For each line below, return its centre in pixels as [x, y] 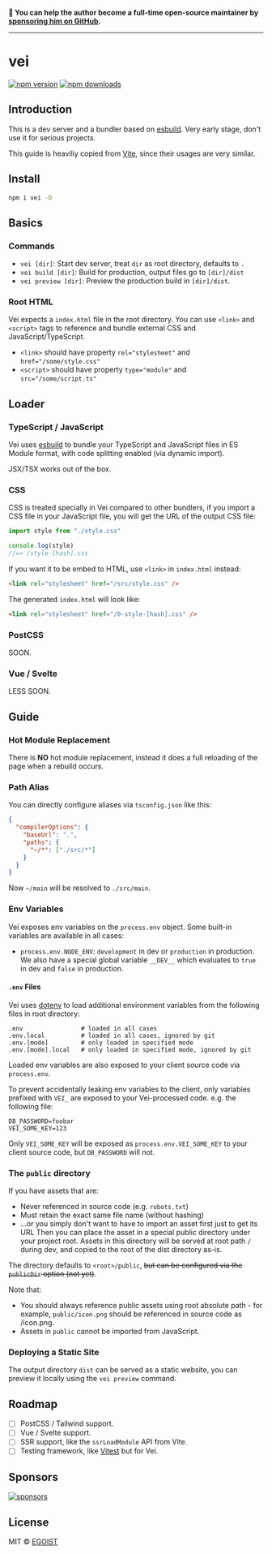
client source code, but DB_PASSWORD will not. [82, 1152]
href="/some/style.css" [60, 362]
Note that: [25, 1289]
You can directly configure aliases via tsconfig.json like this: [110, 805]
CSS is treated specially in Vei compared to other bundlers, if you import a [132, 508]
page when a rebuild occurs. [56, 766]
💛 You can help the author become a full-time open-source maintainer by [134, 13]
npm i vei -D [30, 198]
